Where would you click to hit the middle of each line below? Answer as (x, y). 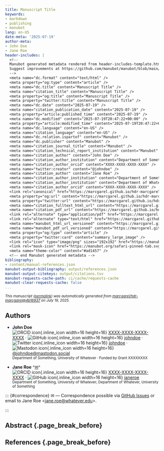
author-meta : (18, 42)
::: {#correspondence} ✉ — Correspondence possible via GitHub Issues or (80, 395)
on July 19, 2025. (55, 301)
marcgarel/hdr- (125, 296)
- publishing (18, 23)
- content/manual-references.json (40, 264)
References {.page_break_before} (58, 442)
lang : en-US (17, 32)
